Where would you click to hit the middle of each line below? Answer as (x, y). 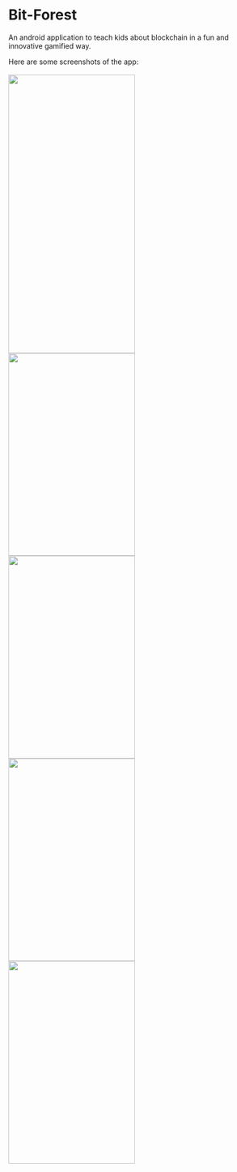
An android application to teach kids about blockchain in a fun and (118, 37)
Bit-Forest (43, 15)
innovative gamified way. (50, 45)
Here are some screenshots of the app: (74, 62)
